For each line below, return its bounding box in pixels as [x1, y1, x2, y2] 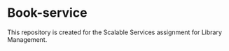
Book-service [7, 5, 88, 21]
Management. [7, 35, 48, 43]
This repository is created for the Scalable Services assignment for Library [7, 28, 222, 36]
